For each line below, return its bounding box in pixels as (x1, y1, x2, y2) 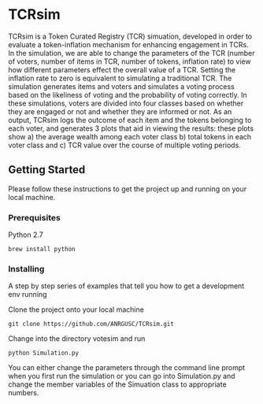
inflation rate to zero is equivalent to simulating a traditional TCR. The (8, 73, 232, 83)
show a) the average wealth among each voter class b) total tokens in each (8, 132, 252, 141)
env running (8, 290, 47, 299)
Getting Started (8, 163, 86, 176)
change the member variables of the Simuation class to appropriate (8, 380, 227, 389)
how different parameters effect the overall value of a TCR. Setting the (8, 65, 236, 74)
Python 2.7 (8, 230, 43, 239)
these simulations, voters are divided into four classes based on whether (8, 98, 244, 108)
